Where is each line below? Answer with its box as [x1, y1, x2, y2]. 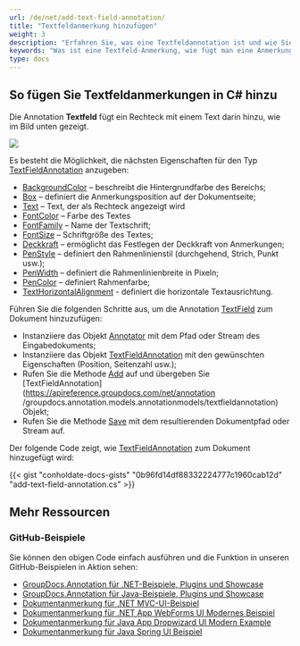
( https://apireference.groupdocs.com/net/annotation [21, 387, 216, 398]
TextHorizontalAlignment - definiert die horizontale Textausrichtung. [21, 286, 274, 297]
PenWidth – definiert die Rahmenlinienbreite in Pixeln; [21, 267, 219, 278]
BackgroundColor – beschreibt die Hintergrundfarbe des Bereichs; [21, 181, 266, 192]
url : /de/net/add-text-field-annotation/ [9, 13, 166, 22]
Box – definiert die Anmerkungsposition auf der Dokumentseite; [21, 191, 256, 202]
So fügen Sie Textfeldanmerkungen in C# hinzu [9, 88, 278, 103]
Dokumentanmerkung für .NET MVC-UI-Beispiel [21, 598, 199, 608]
